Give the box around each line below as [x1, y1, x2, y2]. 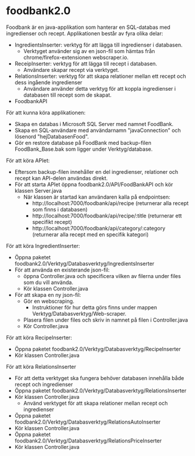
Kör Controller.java [23, 322, 69, 329]
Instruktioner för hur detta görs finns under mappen [32, 303, 157, 310]
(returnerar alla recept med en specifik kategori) [32, 231, 149, 238]
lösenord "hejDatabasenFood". [14, 133, 89, 140]
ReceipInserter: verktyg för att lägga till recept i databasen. [14, 60, 157, 67]
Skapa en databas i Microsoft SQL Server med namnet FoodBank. [14, 120, 174, 127]
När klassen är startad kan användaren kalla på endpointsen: [23, 193, 170, 200]
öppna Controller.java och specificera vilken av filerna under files [23, 272, 181, 279]
